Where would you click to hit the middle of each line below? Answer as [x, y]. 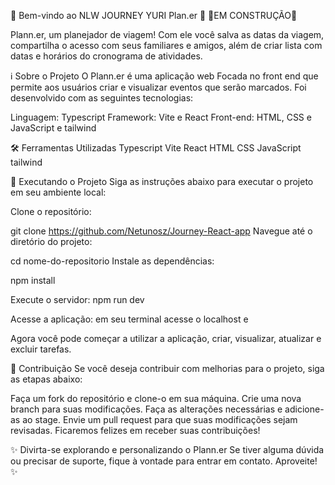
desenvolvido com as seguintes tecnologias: [102, 98]
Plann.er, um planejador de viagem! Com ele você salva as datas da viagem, [167, 34]
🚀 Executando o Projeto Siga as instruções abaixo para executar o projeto [162, 181]
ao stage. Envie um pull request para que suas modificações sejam [160, 419]
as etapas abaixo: [46, 379]
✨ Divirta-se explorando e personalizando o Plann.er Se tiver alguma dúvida [167, 449]
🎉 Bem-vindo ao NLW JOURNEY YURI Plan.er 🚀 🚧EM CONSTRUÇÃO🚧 [154, 15]
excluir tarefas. [41, 349]
